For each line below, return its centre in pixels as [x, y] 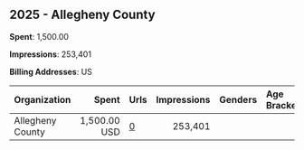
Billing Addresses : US [51, 71]
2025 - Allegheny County [82, 15]
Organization [43, 99]
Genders [238, 99]
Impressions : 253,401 [51, 54]
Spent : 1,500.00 [39, 36]
